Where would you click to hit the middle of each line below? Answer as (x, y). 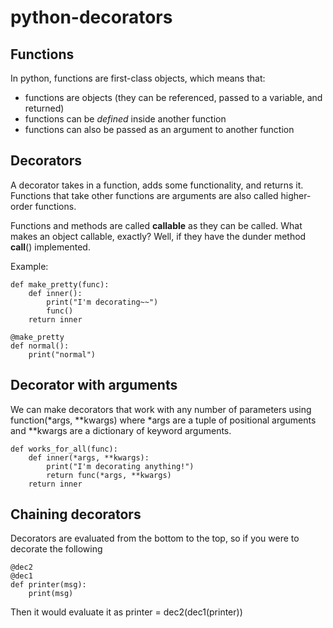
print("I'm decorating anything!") (120, 466)
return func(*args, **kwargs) (109, 475)
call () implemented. (50, 247)
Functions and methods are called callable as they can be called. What (156, 225)
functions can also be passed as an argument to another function (159, 129)
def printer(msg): (48, 585)
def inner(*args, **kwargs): (89, 457)
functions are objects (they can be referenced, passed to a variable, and (173, 97)
